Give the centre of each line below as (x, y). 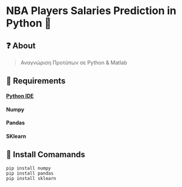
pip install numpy (28, 168)
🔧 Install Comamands (46, 154)
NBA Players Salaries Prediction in (91, 11)
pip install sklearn (31, 178)
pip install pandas (30, 173)
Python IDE (20, 96)
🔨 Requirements (36, 81)
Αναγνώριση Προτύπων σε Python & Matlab (74, 62)
